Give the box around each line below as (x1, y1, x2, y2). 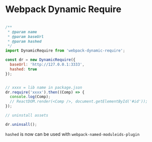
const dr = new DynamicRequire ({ (5, 57, 76, 63)
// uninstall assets (5, 113, 49, 118)
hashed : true (10, 67, 37, 72)
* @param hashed (7, 39, 42, 44)
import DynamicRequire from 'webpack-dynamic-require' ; (5, 48, 125, 54)
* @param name (7, 29, 37, 34)
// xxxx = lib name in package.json (5, 85, 82, 90)
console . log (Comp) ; (10, 94, 51, 100)
